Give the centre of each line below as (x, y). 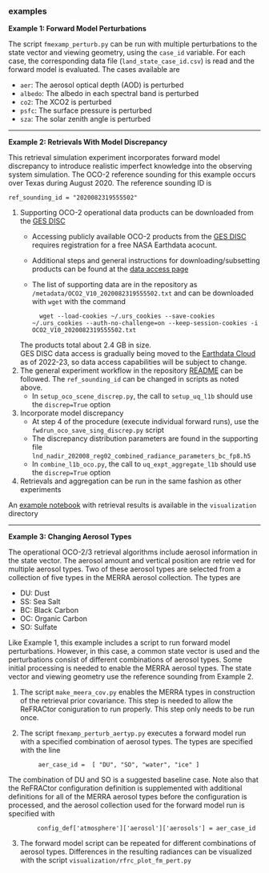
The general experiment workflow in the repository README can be (131, 370)
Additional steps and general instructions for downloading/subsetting (146, 261)
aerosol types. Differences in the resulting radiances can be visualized (136, 852)
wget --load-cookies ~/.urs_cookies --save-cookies (127, 316)
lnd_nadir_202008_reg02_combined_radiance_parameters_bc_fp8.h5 (141, 457)
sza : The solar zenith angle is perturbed (85, 119)
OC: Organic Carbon (54, 619)
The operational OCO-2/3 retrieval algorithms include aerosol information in (133, 552)
